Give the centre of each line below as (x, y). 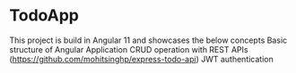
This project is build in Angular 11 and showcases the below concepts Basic (148, 40)
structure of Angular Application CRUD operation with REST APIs (129, 49)
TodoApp (44, 16)
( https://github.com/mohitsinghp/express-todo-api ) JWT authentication (141, 59)
